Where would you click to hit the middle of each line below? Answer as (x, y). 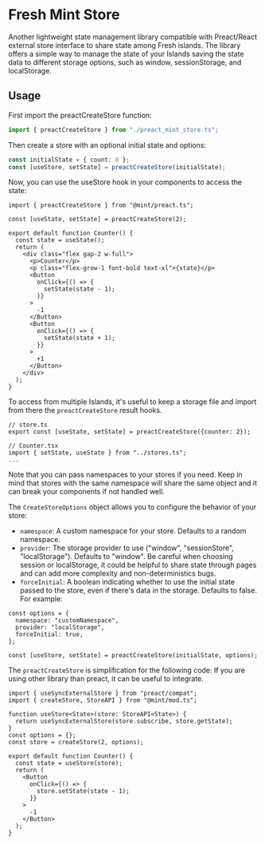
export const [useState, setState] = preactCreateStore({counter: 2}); (129, 432)
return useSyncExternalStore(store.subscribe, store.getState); (124, 721)
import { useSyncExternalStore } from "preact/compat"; (103, 693)
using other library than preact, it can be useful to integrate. (106, 679)
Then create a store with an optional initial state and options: (107, 145)
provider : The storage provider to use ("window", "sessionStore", (127, 548)
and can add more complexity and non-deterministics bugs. (118, 573)
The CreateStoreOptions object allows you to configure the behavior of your (132, 507)
